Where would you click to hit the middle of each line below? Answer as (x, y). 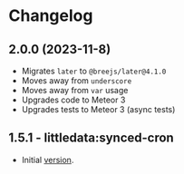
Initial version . (48, 159)
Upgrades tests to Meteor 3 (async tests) (98, 109)
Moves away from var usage (75, 90)
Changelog (51, 16)
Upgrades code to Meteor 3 (73, 100)
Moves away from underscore (77, 81)
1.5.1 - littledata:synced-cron (91, 138)
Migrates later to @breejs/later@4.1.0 (94, 71)
